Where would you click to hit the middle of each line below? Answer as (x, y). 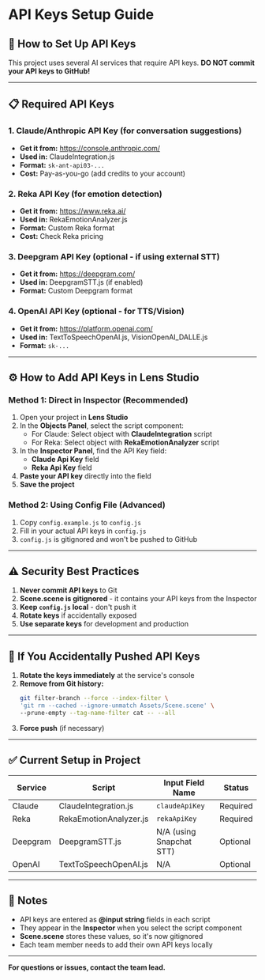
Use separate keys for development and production (104, 624)
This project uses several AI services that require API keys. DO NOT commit (131, 62)
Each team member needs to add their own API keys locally (116, 945)
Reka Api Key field (62, 467)
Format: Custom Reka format (67, 228)
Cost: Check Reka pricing (62, 236)
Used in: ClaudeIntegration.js (67, 157)
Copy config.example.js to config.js (80, 522)
